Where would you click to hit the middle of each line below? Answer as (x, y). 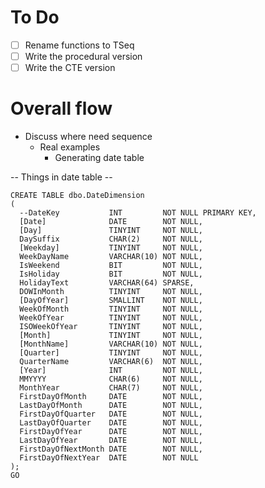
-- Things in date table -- (61, 177)
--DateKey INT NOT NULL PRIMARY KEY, (138, 213)
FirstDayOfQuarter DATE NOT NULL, (111, 414)
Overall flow (61, 108)
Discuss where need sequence (88, 137)
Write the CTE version (70, 68)
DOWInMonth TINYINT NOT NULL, (111, 292)
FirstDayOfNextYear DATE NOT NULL (109, 458)
